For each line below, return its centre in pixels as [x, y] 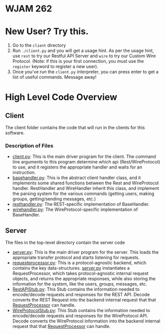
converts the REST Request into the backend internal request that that [84, 300]
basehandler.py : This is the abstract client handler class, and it [77, 178]
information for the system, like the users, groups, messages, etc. [80, 284]
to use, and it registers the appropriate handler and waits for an [77, 167]
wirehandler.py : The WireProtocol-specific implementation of [75, 209]
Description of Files [29, 146]
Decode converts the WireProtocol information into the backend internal [86, 321]
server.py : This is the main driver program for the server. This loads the [85, 252]
